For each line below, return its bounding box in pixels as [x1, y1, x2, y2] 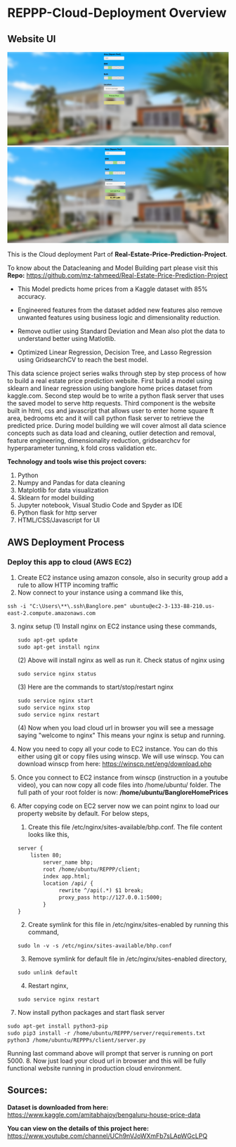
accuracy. [17, 292, 47, 301]
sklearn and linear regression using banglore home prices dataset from [7, 384, 213, 393]
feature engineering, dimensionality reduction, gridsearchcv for [7, 436, 191, 445]
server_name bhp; [43, 859, 93, 866]
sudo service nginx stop [17, 704, 91, 711]
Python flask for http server [17, 508, 98, 517]
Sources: [7, 1084, 48, 1096]
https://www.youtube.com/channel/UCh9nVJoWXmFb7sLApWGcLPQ [7, 1132, 208, 1140]
